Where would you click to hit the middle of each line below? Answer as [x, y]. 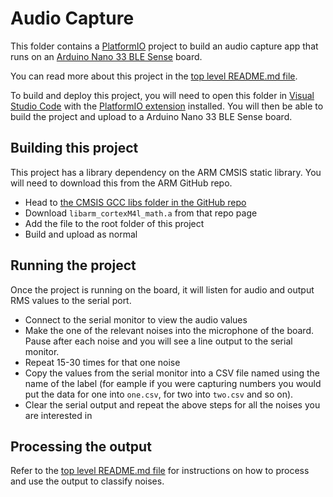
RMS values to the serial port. [71, 300]
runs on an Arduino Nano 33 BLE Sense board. [106, 56]
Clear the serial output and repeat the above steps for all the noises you [172, 404]
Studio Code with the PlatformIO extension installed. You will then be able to [167, 106]
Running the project [73, 265]
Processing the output [81, 446]
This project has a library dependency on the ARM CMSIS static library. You [166, 172]
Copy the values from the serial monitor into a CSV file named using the [172, 373]
